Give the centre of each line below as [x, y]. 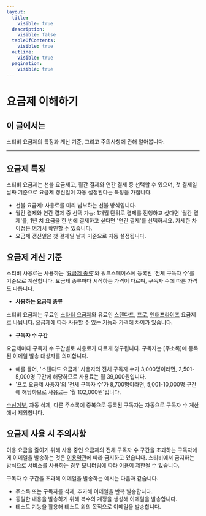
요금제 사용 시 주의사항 [47, 434]
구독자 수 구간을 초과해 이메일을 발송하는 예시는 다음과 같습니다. [82, 478]
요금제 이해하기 [42, 101]
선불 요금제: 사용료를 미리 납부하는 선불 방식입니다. [76, 206]
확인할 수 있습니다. [70, 228]
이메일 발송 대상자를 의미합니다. [50, 356]
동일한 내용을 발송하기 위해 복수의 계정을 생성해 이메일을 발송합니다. [96, 499]
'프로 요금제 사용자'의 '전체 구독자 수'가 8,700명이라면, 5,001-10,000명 [100, 384]
